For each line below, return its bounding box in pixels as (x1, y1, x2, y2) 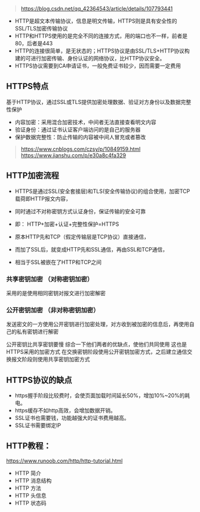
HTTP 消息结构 (14, 477, 52, 484)
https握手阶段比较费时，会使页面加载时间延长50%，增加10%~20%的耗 (14, 392, 190, 399)
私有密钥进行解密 (16, 328, 59, 335)
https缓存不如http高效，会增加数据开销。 (14, 407, 116, 414)
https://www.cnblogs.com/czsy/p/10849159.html (20, 145, 141, 152)
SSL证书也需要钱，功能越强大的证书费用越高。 (14, 415, 130, 422)
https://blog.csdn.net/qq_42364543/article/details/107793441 (20, 5, 173, 12)
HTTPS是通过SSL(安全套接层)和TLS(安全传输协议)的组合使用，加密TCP (14, 188, 190, 195)
